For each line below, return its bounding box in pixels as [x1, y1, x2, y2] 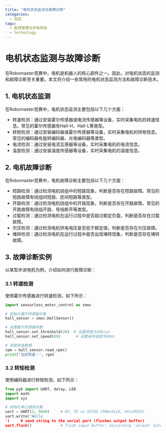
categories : [5, 12, 30, 17]
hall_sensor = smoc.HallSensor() [5, 316, 74, 321]
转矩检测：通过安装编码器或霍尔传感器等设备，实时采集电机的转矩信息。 [12, 129, 160, 135]
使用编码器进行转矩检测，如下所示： [5, 377, 79, 383]
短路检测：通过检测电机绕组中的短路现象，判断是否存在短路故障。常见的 [12, 188, 160, 194]
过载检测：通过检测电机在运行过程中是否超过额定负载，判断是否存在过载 [12, 213, 160, 218]
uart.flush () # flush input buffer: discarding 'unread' [5, 423, 152, 428]
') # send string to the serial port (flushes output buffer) [5, 419, 145, 424]
